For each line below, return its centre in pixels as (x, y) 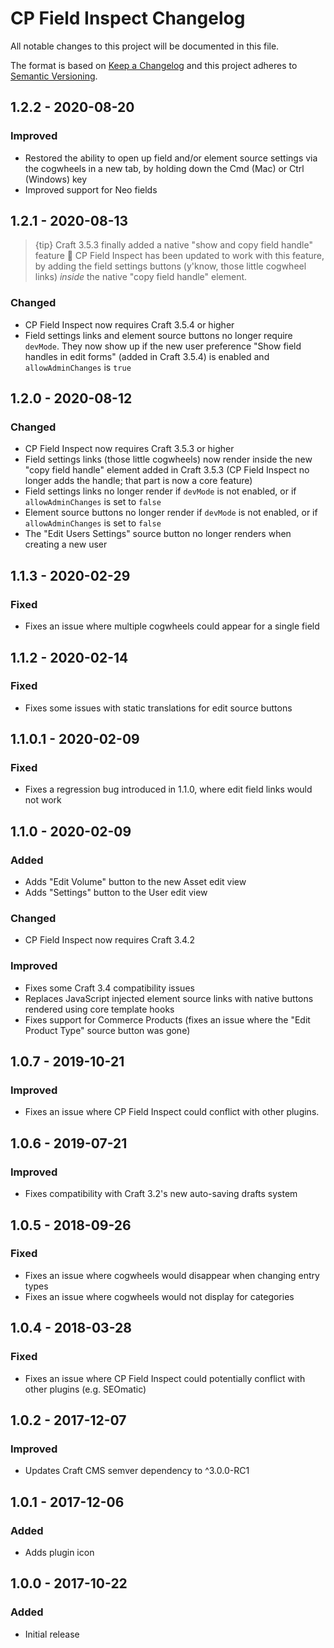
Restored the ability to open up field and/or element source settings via (171, 158)
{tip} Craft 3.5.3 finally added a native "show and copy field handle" (173, 245)
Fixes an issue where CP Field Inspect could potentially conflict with (165, 1378)
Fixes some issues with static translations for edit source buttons (158, 708)
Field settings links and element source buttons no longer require (158, 335)
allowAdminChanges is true (78, 367)
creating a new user (66, 544)
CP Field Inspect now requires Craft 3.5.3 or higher (129, 449)
